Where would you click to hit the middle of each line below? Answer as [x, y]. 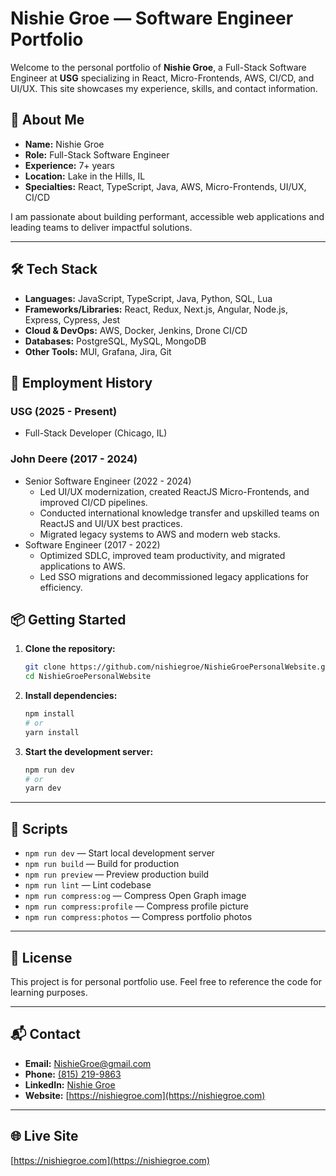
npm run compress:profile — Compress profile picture [136, 906]
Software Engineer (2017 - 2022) [92, 544]
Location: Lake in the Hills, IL [85, 176]
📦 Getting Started [68, 619]
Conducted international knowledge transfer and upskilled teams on [179, 513]
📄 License [41, 957]
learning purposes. [49, 992]
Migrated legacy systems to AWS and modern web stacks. [160, 534]
